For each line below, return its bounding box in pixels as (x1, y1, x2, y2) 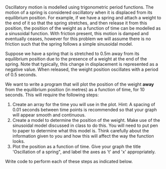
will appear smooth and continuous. (12, 112, 86, 118)
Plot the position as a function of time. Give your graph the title (12, 144, 141, 149)
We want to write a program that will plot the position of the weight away (5, 81, 154, 87)
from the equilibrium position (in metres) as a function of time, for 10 (5, 87, 145, 92)
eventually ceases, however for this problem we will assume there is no (5, 36, 151, 42)
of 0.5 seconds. (5, 72, 37, 77)
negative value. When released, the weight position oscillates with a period (5, 66, 159, 72)
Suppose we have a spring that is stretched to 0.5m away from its (5, 51, 140, 56)
